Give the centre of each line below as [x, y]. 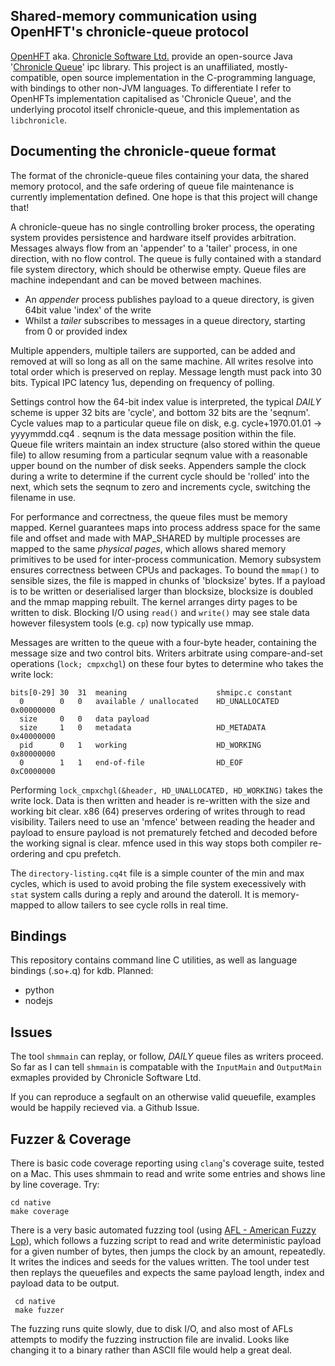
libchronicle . [38, 120]
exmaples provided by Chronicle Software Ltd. [106, 1078]
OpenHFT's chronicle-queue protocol [130, 32]
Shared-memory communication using [134, 16]
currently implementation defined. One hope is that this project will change [164, 196]
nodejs [38, 1001]
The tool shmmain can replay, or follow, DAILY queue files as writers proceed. [167, 1056]
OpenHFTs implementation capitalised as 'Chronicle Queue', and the [151, 98]
